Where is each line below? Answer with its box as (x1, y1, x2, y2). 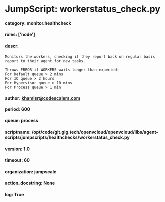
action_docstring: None (5, 180, 55, 186)
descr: (5, 43, 19, 49)
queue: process (5, 118, 38, 124)
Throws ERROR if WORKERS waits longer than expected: (5, 67, 120, 72)
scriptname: (5, 129, 31, 135)
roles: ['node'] (5, 31, 36, 38)
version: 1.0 (5, 146, 30, 152)
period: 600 (5, 106, 31, 112)
